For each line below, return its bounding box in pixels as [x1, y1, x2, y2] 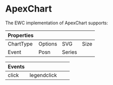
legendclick [29, 71, 57, 78]
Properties [8, 31, 34, 38]
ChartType [8, 40, 33, 47]
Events [8, 63, 25, 70]
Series [62, 49, 77, 56]
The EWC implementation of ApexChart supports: [5, 20, 108, 26]
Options [38, 40, 58, 47]
